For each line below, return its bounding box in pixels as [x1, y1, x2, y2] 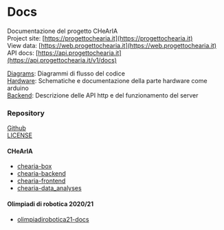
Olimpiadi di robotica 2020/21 [7, 200, 94, 208]
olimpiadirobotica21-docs [16, 215, 89, 223]
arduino [7, 84, 29, 92]
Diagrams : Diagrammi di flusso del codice [7, 69, 126, 78]
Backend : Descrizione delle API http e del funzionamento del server [7, 91, 199, 100]
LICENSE [7, 131, 33, 139]
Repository [7, 108, 45, 117]
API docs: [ [7, 49, 38, 57]
